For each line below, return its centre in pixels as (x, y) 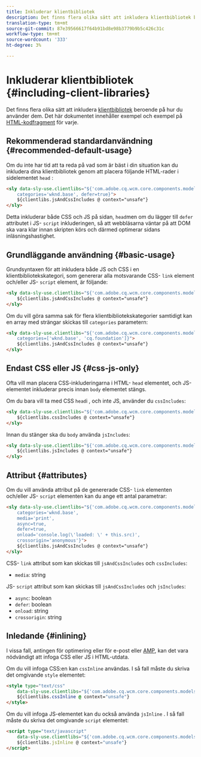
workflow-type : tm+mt (33, 34)
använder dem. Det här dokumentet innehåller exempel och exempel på (94, 116)
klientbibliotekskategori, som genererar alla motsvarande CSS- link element (100, 275)
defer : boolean (33, 604)
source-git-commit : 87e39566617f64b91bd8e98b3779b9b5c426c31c (85, 28)
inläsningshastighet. (31, 236)
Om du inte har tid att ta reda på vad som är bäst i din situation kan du (92, 165)
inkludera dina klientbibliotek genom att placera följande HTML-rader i (92, 171)
